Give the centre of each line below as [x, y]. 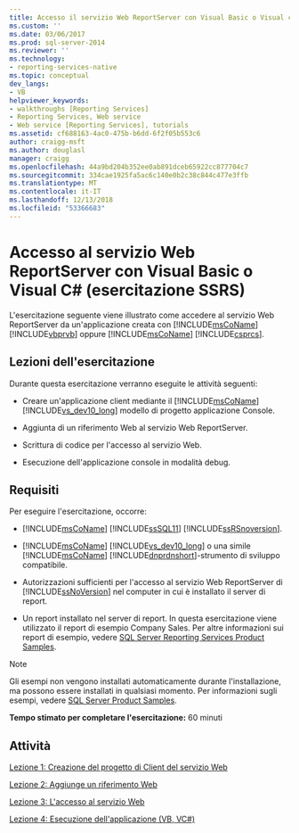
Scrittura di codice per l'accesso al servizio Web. [112, 445]
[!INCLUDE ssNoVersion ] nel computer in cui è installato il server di [144, 592]
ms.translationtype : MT [53, 184]
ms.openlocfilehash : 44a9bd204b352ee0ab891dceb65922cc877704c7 [129, 167]
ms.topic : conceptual [49, 76]
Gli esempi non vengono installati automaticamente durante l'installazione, [145, 681]
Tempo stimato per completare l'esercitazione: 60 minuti [116, 718]
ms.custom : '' [36, 26]
